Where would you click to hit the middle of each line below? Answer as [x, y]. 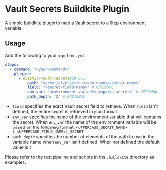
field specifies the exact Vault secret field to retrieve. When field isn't [85, 106]
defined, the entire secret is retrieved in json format [65, 111]
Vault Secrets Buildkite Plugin [67, 9]
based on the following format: [44, 127]
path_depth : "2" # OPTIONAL [56, 97]
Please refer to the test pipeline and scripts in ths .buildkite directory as [80, 157]
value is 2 [22, 147]
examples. [16, 162]
